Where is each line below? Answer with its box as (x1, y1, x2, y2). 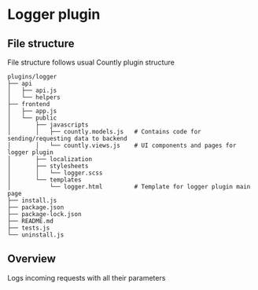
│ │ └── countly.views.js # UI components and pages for (7, 141, 237, 149)
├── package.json (7, 204, 64, 211)
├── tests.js (7, 224, 50, 232)
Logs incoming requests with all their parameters (7, 273, 166, 282)
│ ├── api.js (7, 86, 57, 94)
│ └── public (7, 114, 57, 122)
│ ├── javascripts (7, 121, 89, 129)
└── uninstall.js (7, 231, 64, 239)
